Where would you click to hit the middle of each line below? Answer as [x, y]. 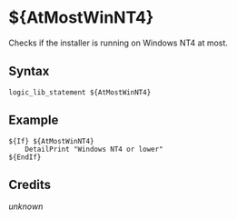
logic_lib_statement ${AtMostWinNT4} [80, 92]
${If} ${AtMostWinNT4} [51, 141]
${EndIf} [25, 157]
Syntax [29, 71]
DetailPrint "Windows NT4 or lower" [94, 149]
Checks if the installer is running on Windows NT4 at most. [118, 43]
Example [34, 120]
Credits [30, 184]
